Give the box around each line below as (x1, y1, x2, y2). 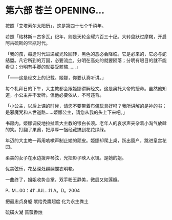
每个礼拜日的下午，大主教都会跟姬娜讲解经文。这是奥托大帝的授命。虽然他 (5, 85, 162, 91)
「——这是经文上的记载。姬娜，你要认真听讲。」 (5, 74, 106, 81)
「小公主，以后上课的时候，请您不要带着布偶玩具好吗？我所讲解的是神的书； (5, 103, 167, 109)
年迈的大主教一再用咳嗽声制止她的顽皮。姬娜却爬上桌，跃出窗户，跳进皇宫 (5, 137, 162, 144)
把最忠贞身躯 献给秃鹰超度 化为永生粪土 (5, 198, 89, 204)
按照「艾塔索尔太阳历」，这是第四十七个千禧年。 (5, 23, 106, 29)
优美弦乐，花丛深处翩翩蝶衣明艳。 (5, 165, 77, 172)
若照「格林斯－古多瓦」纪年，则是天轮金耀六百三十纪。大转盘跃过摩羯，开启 (5, 33, 167, 39)
